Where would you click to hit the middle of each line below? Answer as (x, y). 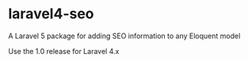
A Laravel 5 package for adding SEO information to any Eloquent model (124, 36)
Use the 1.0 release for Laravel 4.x (64, 51)
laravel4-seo (51, 14)
